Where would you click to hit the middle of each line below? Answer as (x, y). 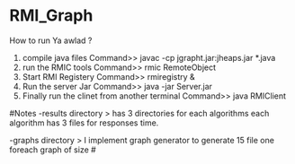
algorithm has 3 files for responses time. (84, 123)
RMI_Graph (51, 16)
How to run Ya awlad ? (51, 40)
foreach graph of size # (53, 150)
